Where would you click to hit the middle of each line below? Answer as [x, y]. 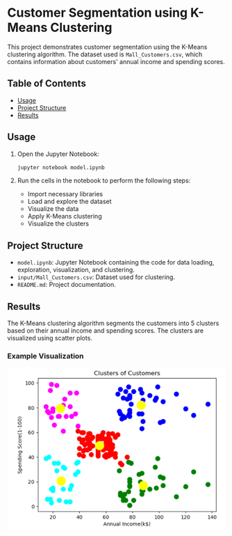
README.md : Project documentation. [66, 285]
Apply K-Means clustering [65, 216]
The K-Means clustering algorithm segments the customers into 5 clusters [113, 323]
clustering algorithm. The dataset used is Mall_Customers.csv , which [105, 54]
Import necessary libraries [65, 194]
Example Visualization [46, 356]
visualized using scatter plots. [50, 338]
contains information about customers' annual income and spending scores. [116, 61]
